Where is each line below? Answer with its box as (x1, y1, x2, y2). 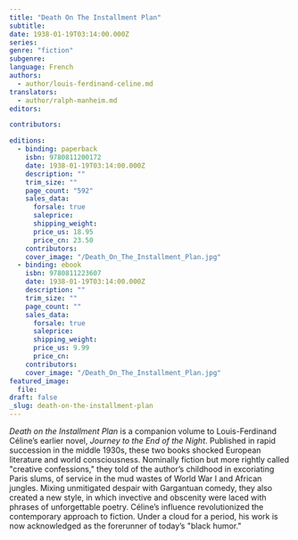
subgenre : (9, 54, 46, 63)
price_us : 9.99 (32, 344, 90, 353)
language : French (9, 63, 74, 72)
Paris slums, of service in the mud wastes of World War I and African (9, 473, 262, 484)
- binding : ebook (17, 260, 82, 270)
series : (9, 37, 38, 47)
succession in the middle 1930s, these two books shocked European (9, 445, 261, 455)
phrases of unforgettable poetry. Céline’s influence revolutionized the (9, 502, 264, 512)
